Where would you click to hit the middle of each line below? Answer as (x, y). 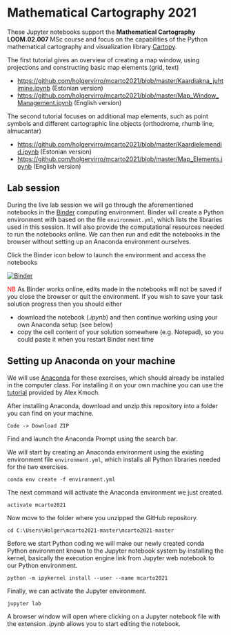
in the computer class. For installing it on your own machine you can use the (115, 385)
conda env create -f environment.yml (61, 479)
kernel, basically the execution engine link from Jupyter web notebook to (111, 558)
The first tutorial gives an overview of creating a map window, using (103, 59)
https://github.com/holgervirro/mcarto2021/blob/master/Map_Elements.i (120, 159)
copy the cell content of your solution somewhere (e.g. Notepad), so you (120, 332)
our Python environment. (42, 565)
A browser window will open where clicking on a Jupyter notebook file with (114, 616)
